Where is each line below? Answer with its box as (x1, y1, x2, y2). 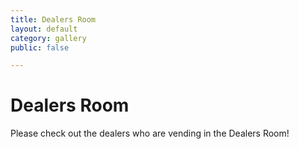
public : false (10, 42, 70, 53)
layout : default (10, 24, 78, 34)
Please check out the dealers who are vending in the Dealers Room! (10, 127, 290, 140)
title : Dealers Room (10, 14, 97, 25)
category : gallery (10, 33, 87, 43)
